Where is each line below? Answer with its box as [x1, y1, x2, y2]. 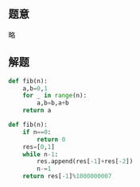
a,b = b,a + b [37, 99, 69, 107]
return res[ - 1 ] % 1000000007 [22, 173, 112, 181]
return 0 [37, 135, 66, 143]
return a [22, 106, 52, 115]
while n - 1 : [22, 150, 59, 158]
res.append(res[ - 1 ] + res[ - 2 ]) [37, 158, 134, 166]
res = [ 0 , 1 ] [22, 143, 56, 151]
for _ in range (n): [22, 92, 87, 100]
